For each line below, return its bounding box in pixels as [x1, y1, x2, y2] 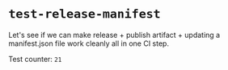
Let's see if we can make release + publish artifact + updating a [8, 30, 221, 39]
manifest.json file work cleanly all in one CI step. [8, 39, 170, 48]
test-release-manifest [8, 6, 161, 22]
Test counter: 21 [8, 54, 62, 64]
